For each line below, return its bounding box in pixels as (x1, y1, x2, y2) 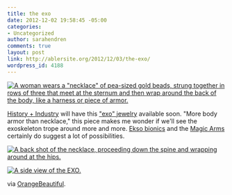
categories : (7, 23, 42, 30)
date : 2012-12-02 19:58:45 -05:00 (7, 17, 108, 24)
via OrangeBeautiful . (7, 179, 66, 188)
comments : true (7, 42, 51, 49)
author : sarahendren (7, 36, 67, 43)
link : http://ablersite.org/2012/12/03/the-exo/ (7, 56, 151, 63)
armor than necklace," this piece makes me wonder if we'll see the (7, 116, 198, 125)
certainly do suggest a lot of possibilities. (7, 132, 125, 140)
